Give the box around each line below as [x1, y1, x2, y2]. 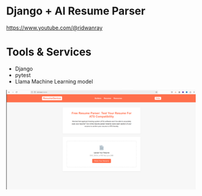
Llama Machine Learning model [14, 78, 93, 85]
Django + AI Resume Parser [6, 4, 145, 18]
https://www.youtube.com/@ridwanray [6, 24, 103, 31]
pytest [14, 71, 31, 79]
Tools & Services [6, 45, 92, 59]
